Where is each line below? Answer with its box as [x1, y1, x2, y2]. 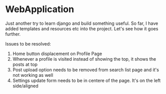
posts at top [12, 61, 38, 67]
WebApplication [5, 4, 74, 15]
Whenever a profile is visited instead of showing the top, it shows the [12, 56, 156, 62]
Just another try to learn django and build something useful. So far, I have [5, 20, 158, 26]
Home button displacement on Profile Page [12, 51, 102, 57]
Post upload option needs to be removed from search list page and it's [12, 67, 159, 73]
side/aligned [12, 82, 39, 89]
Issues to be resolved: [5, 40, 51, 46]
